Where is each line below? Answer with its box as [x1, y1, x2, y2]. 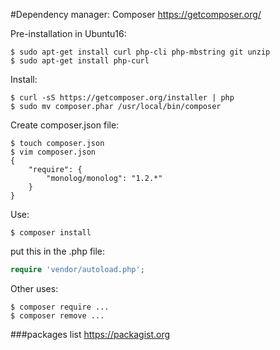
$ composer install [10, 228, 92, 238]
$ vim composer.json [10, 147, 97, 157]
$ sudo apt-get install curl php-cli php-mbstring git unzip [10, 47, 271, 57]
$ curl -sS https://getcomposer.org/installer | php [10, 93, 235, 103]
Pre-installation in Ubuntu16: [10, 28, 127, 39]
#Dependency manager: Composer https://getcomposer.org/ [10, 9, 262, 20]
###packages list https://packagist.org [10, 328, 171, 340]
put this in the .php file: [10, 245, 106, 257]
